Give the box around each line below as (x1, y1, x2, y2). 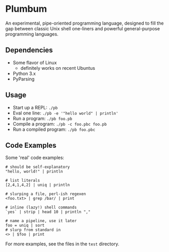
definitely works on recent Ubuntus (20, 65, 96, 71)
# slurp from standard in (5, 227, 61, 232)
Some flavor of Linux (12, 60, 57, 66)
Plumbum (5, 3, 47, 15)
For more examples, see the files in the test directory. (5, 241, 120, 247)
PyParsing (12, 75, 35, 82)
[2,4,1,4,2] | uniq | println (5, 183, 70, 188)
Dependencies (5, 46, 53, 54)
